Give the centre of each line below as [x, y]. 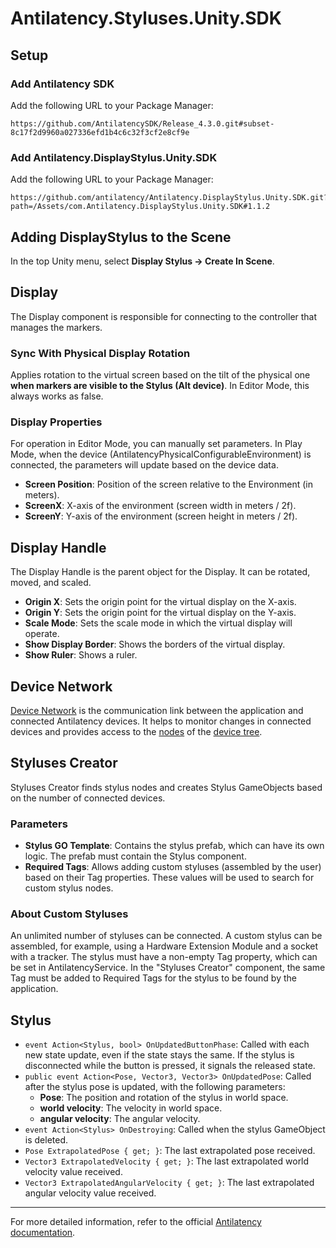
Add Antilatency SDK [62, 84]
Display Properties [56, 422]
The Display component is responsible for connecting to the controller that [164, 316]
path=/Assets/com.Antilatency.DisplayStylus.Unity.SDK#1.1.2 [140, 207]
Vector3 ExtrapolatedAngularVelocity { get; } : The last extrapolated [169, 1183]
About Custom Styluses [69, 914]
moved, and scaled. [51, 583]
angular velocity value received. [90, 1193]
